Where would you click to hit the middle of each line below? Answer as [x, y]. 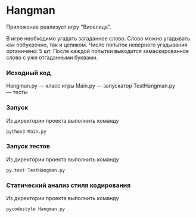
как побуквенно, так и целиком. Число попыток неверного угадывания [97, 45]
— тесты [17, 92]
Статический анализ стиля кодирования [69, 185]
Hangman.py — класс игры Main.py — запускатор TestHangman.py [91, 86]
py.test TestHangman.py [36, 170]
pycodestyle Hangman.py [36, 209]
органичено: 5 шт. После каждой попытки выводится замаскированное [98, 51]
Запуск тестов [28, 147]
